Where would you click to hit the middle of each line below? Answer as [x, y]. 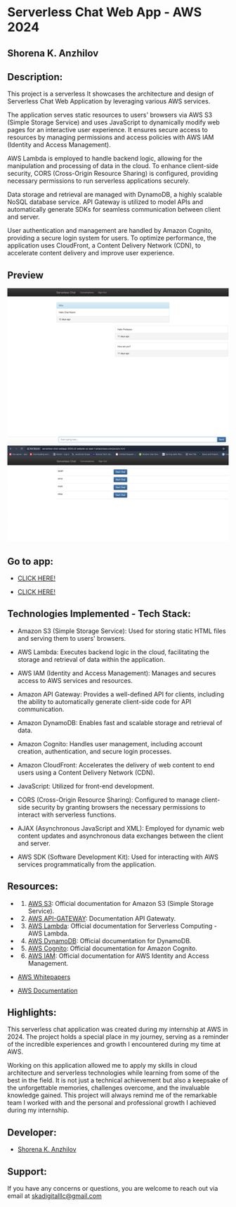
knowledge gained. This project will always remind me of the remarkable [112, 1095]
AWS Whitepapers [44, 977]
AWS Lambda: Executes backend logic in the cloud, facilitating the [113, 652]
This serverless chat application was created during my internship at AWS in [118, 1029]
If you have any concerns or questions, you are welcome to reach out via [113, 1188]
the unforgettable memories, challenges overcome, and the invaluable [109, 1088]
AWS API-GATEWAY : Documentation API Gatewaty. [102, 918]
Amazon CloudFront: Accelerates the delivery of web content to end [116, 765]
